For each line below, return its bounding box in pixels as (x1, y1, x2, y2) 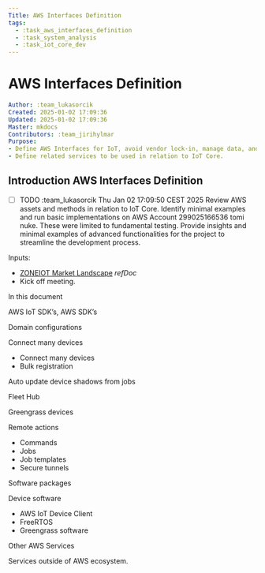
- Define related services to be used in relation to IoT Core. (8, 152, 224, 160)
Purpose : (8, 137, 37, 146)
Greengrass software (19, 526, 89, 535)
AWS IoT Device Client (19, 508, 93, 518)
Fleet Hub (8, 391, 40, 401)
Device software (8, 493, 62, 503)
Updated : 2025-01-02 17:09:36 (8, 115, 108, 123)
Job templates (19, 455, 67, 464)
